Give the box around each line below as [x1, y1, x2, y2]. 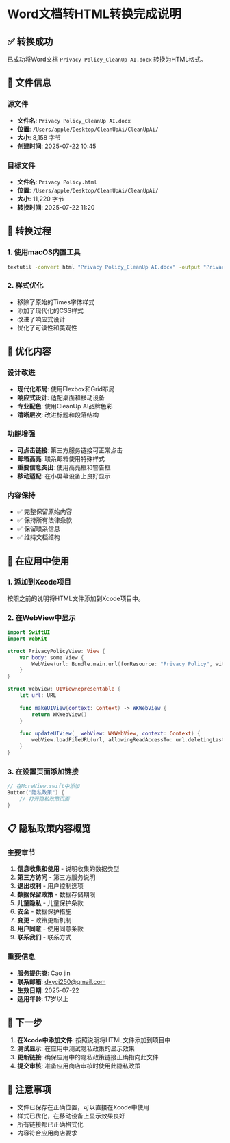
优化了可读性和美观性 [16, 323, 77, 332]
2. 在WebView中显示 [7, 613, 76, 622]
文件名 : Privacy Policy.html [16, 177, 97, 186]
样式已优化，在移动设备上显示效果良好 [16, 1111, 125, 1120]
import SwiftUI [7, 629, 51, 636]
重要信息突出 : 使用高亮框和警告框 [16, 463, 111, 471]
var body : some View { [19, 654, 84, 661]
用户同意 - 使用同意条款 [16, 924, 84, 933]
